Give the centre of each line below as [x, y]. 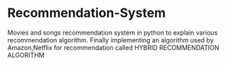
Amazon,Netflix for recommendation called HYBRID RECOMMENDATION [113, 47]
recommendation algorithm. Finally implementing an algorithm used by [111, 40]
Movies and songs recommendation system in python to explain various [113, 32]
